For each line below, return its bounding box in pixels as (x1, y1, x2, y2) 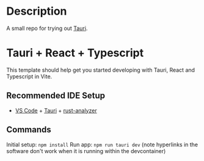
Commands (6, 124, 52, 135)
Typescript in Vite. (6, 72, 53, 80)
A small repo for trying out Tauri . (6, 24, 88, 32)
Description (6, 4, 67, 18)
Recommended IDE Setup (6, 91, 106, 101)
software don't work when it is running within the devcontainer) (6, 147, 166, 154)
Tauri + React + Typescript (6, 46, 144, 60)
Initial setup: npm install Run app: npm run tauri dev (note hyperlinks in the (6, 141, 199, 148)
